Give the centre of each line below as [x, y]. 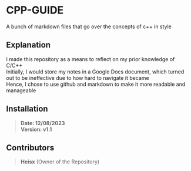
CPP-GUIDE [35, 10]
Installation [27, 109]
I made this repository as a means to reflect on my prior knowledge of [91, 59]
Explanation [29, 45]
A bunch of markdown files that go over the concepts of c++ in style [89, 26]
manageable [21, 90]
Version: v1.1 [36, 129]
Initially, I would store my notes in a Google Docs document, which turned [95, 72]
